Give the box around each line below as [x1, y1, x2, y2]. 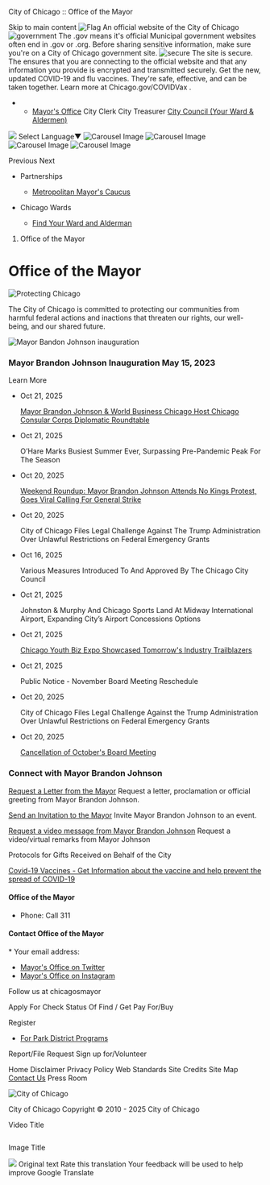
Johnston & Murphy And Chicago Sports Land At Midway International [19, 606, 254, 615]
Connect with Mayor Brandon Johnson [8, 768, 163, 779]
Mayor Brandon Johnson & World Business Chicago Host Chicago [19, 407, 239, 416]
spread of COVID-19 [8, 874, 75, 884]
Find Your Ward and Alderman [31, 218, 133, 228]
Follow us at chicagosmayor [8, 986, 102, 996]
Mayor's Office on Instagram [19, 971, 115, 980]
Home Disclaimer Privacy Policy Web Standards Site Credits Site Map [8, 1064, 239, 1074]
